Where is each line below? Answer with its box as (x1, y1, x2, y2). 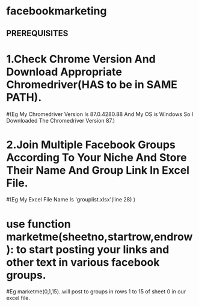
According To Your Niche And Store (6, 150, 188, 164)
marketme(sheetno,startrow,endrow (6, 230, 193, 243)
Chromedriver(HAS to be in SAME (6, 78, 178, 91)
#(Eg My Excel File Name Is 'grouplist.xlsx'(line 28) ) (6, 196, 136, 203)
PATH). (6, 90, 42, 104)
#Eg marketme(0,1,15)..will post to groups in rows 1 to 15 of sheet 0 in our (6, 288, 186, 295)
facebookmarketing (6, 4, 107, 18)
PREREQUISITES (6, 28, 69, 38)
